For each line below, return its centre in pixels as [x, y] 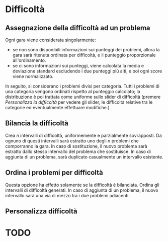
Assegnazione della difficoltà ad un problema [78, 28]
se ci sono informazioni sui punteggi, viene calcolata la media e [78, 66]
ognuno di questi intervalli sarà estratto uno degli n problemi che [72, 141]
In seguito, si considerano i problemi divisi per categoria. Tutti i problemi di [82, 86]
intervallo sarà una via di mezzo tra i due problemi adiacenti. [67, 195]
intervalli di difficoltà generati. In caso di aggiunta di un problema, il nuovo [82, 190]
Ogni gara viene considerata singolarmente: [51, 40]
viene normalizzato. [33, 76]
